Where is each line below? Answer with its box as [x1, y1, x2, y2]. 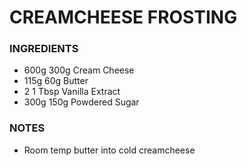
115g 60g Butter [23, 75, 89, 87]
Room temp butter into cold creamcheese [23, 144, 196, 156]
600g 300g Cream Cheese [23, 64, 135, 76]
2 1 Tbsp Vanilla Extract [23, 86, 121, 98]
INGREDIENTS [9, 42, 79, 56]
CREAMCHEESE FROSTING [9, 6, 238, 29]
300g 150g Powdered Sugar [23, 96, 140, 108]
